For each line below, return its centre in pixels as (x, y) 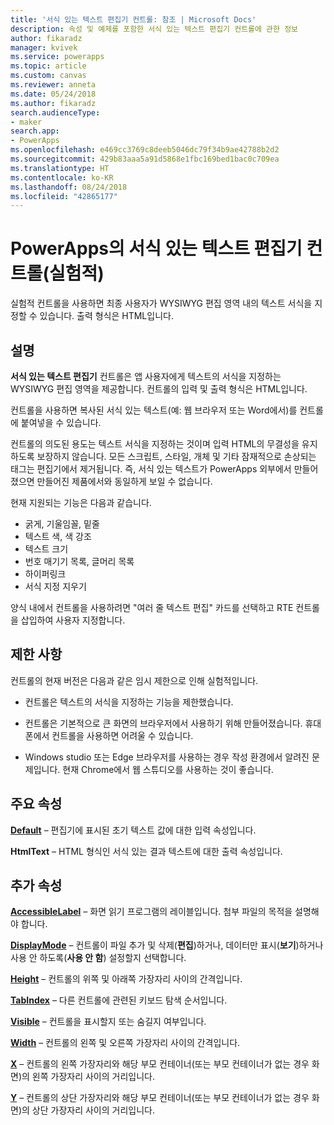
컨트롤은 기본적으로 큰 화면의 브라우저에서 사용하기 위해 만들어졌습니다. (163, 723)
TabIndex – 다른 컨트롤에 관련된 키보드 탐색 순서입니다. (119, 1000)
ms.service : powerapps (57, 57)
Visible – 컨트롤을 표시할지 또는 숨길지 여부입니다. (108, 1022)
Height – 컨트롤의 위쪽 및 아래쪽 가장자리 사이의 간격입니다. (126, 979)
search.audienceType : (55, 112)
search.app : (35, 131)
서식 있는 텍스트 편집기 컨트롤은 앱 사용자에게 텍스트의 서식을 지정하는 (146, 376)
